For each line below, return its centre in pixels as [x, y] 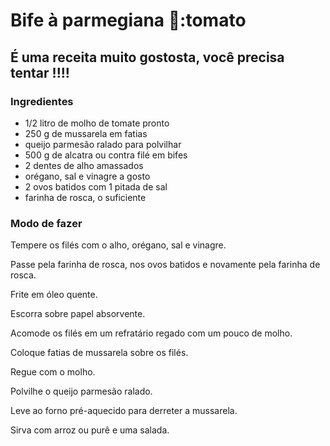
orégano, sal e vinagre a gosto [87, 176]
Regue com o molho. [53, 372]
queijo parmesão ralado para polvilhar [103, 144]
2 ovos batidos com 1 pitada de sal [96, 186]
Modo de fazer [46, 223]
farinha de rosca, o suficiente [85, 197]
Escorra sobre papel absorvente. [78, 314]
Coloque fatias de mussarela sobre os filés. [99, 353]
